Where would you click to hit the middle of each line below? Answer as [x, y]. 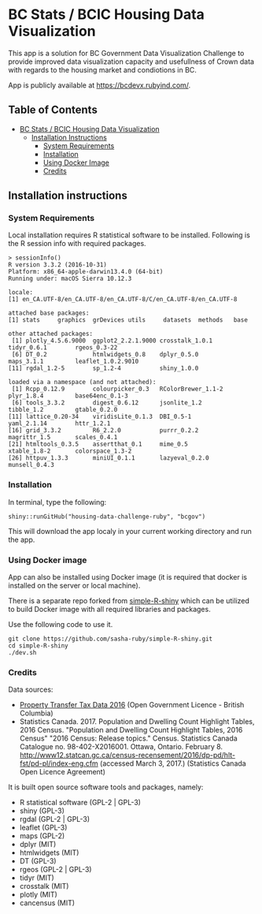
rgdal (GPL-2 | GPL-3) [55, 819]
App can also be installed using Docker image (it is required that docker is [128, 577]
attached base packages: [49, 313]
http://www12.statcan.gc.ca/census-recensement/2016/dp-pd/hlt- [127, 755]
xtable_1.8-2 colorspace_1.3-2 [70, 451]
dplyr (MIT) [38, 845]
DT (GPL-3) [38, 861]
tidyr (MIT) [37, 878]
